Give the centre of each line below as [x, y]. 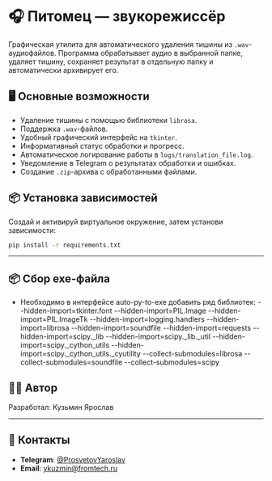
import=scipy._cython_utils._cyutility [80, 354]
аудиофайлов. [32, 53]
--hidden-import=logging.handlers [147, 319]
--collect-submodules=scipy [172, 362]
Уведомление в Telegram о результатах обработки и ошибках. [128, 162]
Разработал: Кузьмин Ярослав [61, 407]
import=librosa [45, 328]
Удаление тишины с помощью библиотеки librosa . [108, 120]
